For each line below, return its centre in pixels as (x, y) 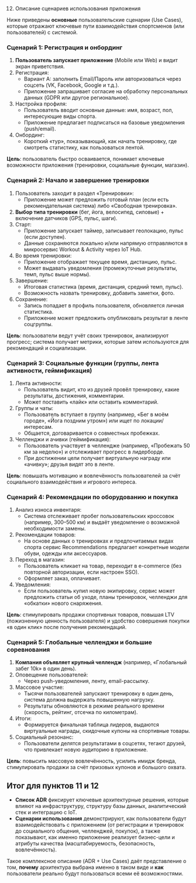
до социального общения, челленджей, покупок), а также (87, 831)
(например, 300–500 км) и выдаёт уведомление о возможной (102, 522)
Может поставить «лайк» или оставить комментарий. (91, 402)
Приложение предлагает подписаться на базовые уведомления (104, 123)
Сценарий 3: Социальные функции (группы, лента (83, 363)
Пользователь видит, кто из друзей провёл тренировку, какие (102, 389)
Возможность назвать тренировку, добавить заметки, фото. (99, 293)
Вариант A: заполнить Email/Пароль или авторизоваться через (102, 79)
